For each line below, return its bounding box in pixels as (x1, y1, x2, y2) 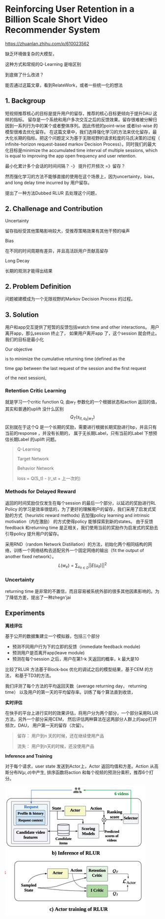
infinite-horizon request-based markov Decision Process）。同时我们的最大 (5, 141, 156, 147)
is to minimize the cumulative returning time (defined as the (5, 356, 125, 362)
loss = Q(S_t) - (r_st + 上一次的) (17, 476, 81, 482)
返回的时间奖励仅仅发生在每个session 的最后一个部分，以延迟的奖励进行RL (5, 500, 156, 506)
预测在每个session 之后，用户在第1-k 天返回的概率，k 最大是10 (12, 656, 139, 662)
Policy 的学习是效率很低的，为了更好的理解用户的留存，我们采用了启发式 (5, 506, 152, 512)
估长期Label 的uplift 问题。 (5, 436, 59, 442)
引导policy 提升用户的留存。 (5, 530, 62, 537)
